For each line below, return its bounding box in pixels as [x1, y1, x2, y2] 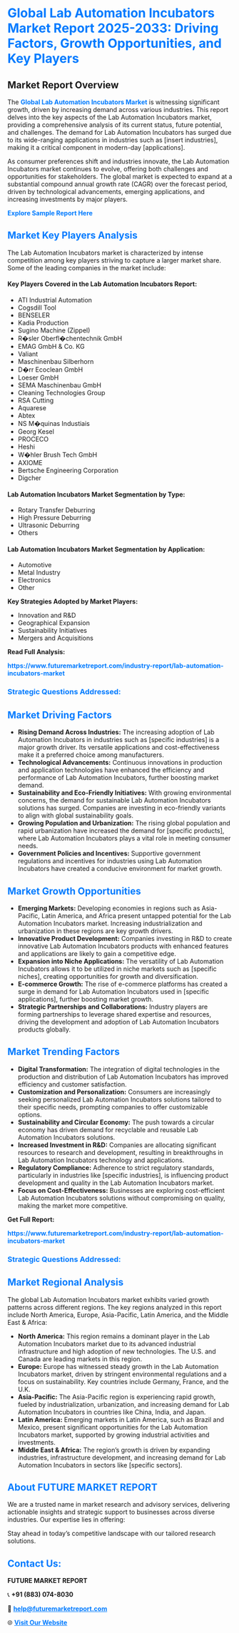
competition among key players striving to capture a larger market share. [7, 255, 221, 265]
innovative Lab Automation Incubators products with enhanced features [17, 942, 229, 950]
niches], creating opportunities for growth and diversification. [17, 972, 198, 980]
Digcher [17, 474, 41, 482]
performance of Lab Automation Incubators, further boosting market [17, 773, 219, 782]
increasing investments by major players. [7, 195, 128, 203]
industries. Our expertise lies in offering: [7, 1515, 126, 1524]
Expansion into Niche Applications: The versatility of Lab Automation [17, 957, 224, 965]
